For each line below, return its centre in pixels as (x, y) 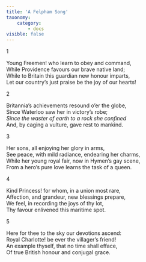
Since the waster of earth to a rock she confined (66, 119)
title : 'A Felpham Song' (37, 12)
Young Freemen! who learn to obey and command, (69, 63)
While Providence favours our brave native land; (66, 69)
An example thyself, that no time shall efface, (62, 246)
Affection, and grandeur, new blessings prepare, (66, 197)
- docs (36, 29)
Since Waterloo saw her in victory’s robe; (57, 112)
